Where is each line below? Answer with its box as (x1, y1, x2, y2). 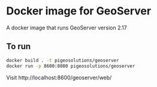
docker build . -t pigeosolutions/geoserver (6, 57, 119, 64)
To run (6, 41, 31, 52)
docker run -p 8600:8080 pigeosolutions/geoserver (6, 63, 135, 69)
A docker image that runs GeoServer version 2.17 (6, 24, 127, 31)
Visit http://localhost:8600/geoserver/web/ (6, 74, 112, 81)
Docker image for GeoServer (6, 4, 152, 18)
